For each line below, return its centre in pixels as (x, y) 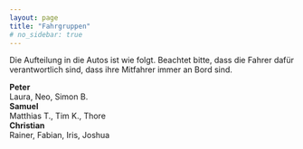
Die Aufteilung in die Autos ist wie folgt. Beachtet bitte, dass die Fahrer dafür (152, 61)
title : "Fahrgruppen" (50, 26)
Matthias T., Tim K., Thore (58, 116)
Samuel (24, 107)
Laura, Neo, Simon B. (49, 97)
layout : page (34, 18)
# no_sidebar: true (46, 34)
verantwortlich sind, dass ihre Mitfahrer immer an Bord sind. (121, 70)
